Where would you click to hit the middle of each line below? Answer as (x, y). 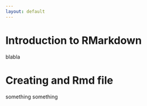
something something (32, 97)
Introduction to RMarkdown (73, 40)
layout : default (25, 11)
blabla (13, 57)
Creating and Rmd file (59, 80)
